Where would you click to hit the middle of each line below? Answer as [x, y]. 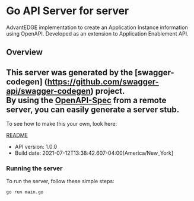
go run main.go [25, 192]
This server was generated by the [70, 72]
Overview [25, 52]
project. [110, 91]
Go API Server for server [68, 11]
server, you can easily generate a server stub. [93, 109]
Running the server [34, 168]
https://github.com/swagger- [103, 82]
